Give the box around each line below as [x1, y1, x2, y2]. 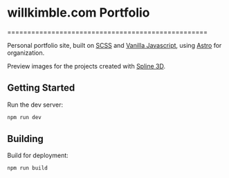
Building [7, 133, 44, 145]
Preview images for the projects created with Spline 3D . [7, 62, 166, 70]
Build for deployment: [7, 151, 69, 160]
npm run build [7, 165, 48, 172]
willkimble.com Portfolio [7, 5, 150, 21]
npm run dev [7, 114, 42, 121]
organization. [7, 48, 45, 57]
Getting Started [7, 82, 75, 94]
